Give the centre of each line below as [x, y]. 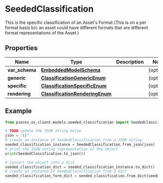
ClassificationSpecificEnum [74, 86]
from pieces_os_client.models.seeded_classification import [67, 122]
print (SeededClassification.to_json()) [45, 154]
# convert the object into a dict [40, 162]
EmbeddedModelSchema [71, 70]
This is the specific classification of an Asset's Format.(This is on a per [76, 22]
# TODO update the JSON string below [43, 131]
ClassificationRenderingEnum [76, 93]
